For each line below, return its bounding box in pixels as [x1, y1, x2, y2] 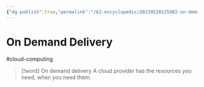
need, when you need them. [21, 74, 92, 81]
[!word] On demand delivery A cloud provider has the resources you [21, 67, 192, 74]
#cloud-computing [6, 55, 53, 63]
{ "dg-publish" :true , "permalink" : [6, 9, 91, 15]
